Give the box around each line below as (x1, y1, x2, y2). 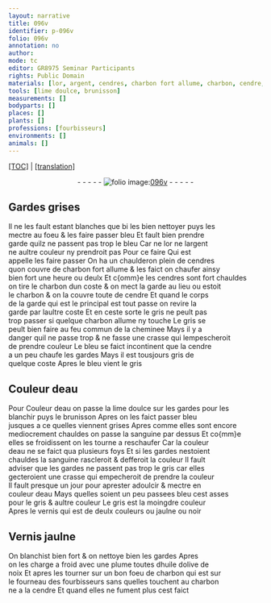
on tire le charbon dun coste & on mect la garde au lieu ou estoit (8, 281, 222, 291)
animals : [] (8, 139, 48, 148)
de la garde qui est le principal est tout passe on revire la (8, 299, 198, 309)
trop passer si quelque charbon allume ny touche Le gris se (8, 316, 206, 326)
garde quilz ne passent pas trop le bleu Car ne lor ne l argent (8, 239, 208, 248)
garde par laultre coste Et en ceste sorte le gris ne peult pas (8, 307, 207, 317)
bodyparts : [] (8, 102, 56, 110)
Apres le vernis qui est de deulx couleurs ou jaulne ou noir (8, 506, 202, 516)
